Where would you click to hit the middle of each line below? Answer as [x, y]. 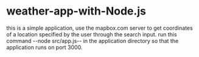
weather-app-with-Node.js [76, 11]
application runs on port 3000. [44, 47]
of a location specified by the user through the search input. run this [92, 34]
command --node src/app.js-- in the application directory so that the [93, 41]
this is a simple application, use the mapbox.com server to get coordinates [100, 28]
